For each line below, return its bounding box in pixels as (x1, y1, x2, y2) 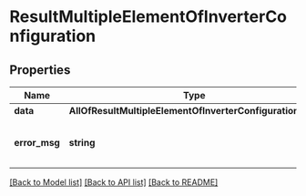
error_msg (14, 137, 61, 149)
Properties (9, 62, 71, 77)
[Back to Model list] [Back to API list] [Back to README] (9, 177, 219, 188)
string (68, 137, 96, 149)
